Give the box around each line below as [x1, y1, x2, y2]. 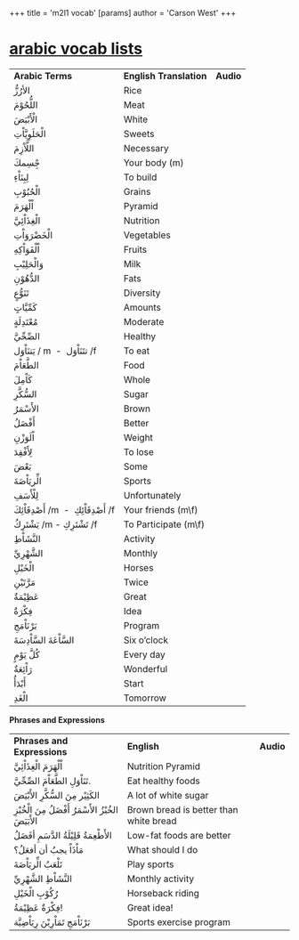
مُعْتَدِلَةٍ [13, 315, 38, 328]
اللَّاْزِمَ [13, 142, 35, 154]
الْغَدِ [13, 692, 28, 704]
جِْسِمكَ [13, 156, 40, 168]
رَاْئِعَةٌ [13, 662, 33, 675]
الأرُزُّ [13, 84, 31, 96]
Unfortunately [123, 489, 182, 501]
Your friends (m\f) [123, 503, 198, 515]
